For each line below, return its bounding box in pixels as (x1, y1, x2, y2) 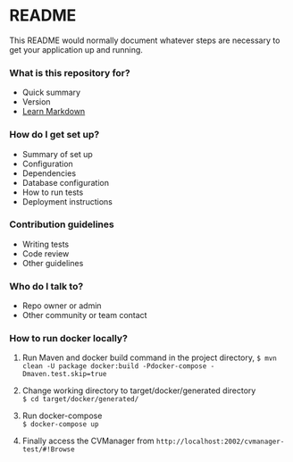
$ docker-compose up (21, 420, 99, 429)
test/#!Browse (21, 445, 75, 454)
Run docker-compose (21, 410, 103, 421)
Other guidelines (21, 257, 84, 268)
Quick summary (21, 87, 81, 98)
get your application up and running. (9, 44, 143, 55)
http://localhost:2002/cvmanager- (155, 437, 285, 447)
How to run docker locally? (9, 332, 128, 345)
